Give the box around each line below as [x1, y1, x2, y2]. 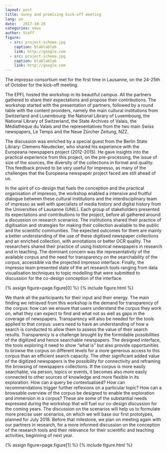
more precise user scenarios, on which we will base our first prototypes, [5, 411, 154, 417]
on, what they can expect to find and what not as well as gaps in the [5, 310, 145, 317]
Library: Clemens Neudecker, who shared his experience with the [5, 144, 140, 150]
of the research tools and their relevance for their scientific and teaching [5, 427, 154, 433]
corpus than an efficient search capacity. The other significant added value [5, 353, 160, 359]
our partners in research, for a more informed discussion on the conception [5, 422, 161, 428]
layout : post [5, 7, 32, 12]
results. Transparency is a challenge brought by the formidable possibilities [5, 332, 160, 338]
